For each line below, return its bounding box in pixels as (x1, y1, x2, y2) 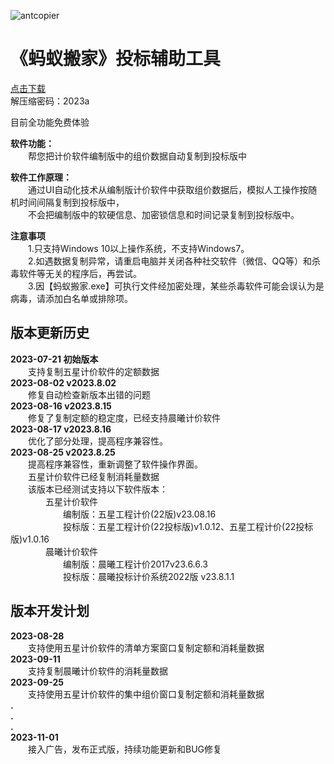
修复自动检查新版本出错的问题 (28, 388, 151, 400)
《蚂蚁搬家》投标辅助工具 (10, 48, 222, 70)
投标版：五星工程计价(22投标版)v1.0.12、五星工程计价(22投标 (63, 520, 314, 532)
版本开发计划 (10, 603, 90, 620)
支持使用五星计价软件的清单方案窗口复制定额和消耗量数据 (28, 641, 265, 654)
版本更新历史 (10, 325, 90, 342)
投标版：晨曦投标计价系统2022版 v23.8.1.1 (63, 570, 235, 582)
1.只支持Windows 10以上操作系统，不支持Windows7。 (28, 242, 250, 254)
